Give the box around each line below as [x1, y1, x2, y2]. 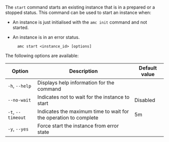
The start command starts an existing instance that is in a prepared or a [5, 4, 155, 10]
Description [69, 67, 98, 74]
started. [12, 24, 29, 30]
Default [139, 64, 157, 71]
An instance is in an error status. [12, 34, 80, 40]
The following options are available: [5, 52, 79, 58]
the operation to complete [37, 114, 99, 121]
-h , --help [8, 82, 32, 89]
